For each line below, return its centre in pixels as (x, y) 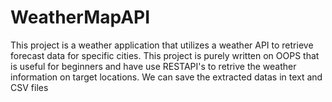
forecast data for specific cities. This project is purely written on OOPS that (165, 55)
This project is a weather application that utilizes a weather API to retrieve (162, 45)
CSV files (29, 87)
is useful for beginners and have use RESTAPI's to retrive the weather (153, 66)
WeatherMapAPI (80, 17)
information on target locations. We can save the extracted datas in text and (166, 77)
